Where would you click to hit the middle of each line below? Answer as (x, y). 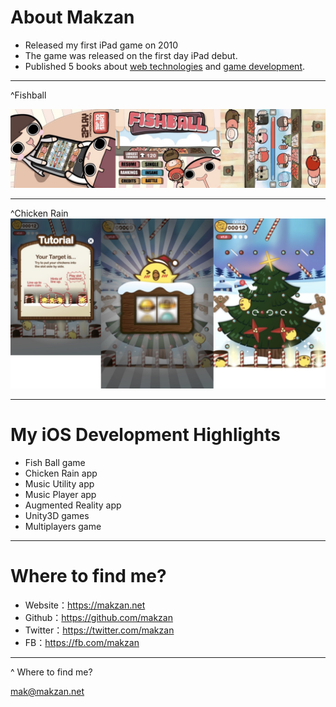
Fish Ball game (55, 462)
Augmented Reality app (73, 505)
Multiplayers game (63, 526)
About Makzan (72, 17)
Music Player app (60, 494)
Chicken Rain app (61, 473)
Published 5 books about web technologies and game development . (165, 66)
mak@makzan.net (47, 691)
